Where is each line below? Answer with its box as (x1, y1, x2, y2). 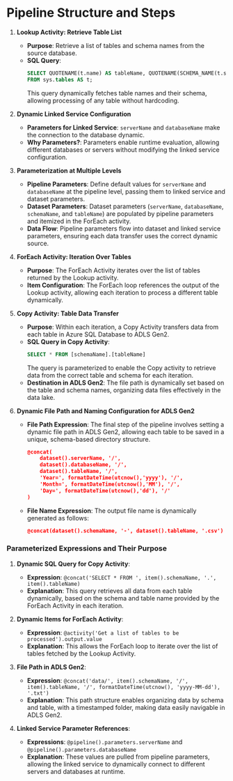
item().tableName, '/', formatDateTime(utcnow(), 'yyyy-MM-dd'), (26, 683, 220, 690)
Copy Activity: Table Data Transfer (16, 309, 120, 318)
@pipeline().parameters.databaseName (26, 746, 137, 753)
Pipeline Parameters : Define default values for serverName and (26, 180, 207, 188)
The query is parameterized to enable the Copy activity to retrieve (26, 364, 216, 372)
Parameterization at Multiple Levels (16, 166, 122, 175)
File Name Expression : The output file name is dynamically (26, 507, 197, 515)
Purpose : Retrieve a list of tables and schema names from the (26, 41, 204, 49)
